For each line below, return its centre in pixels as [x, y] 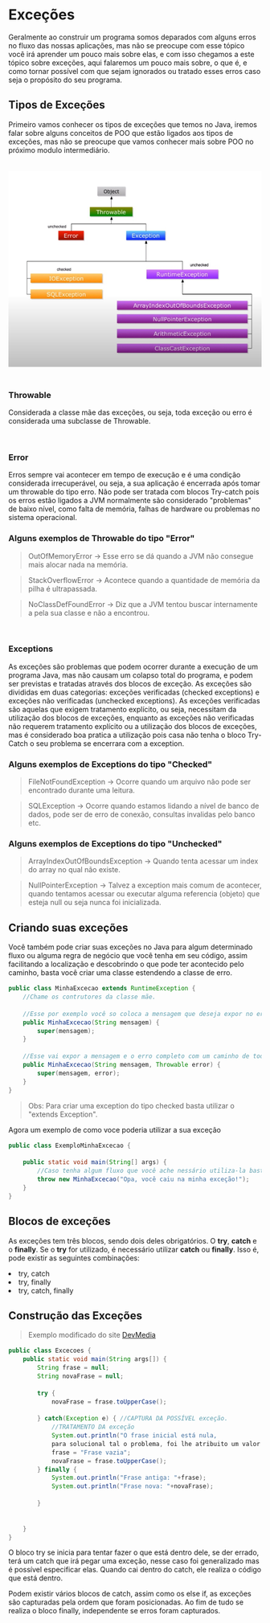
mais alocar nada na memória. [78, 564]
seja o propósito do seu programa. [65, 80]
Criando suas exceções [68, 927]
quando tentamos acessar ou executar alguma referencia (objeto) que [144, 894]
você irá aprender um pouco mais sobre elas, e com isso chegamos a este [131, 54]
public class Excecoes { [50, 1351]
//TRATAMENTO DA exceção [93, 1427]
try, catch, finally [46, 1290]
